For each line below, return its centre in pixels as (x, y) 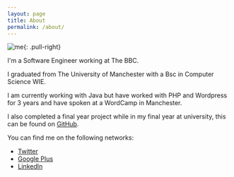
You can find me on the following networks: (71, 138)
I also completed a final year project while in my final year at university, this (117, 116)
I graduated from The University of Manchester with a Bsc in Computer (111, 74)
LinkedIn (30, 166)
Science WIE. (27, 82)
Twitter (28, 152)
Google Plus (35, 159)
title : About (27, 20)
